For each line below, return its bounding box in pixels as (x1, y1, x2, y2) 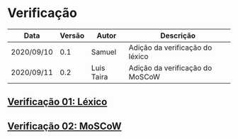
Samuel (91, 47, 117, 57)
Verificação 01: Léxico (7, 96, 108, 108)
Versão (59, 30, 85, 40)
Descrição (160, 30, 196, 40)
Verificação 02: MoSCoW (7, 120, 122, 132)
